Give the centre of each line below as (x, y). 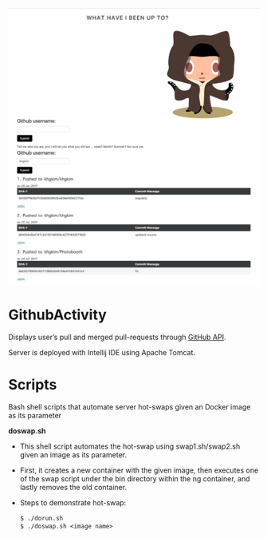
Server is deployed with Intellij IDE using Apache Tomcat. (102, 352)
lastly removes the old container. (73, 487)
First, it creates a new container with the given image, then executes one (139, 470)
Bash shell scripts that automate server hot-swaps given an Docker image (130, 406)
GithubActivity (58, 314)
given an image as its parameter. (73, 454)
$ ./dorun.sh (41, 518)
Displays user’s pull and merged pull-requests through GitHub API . (117, 337)
